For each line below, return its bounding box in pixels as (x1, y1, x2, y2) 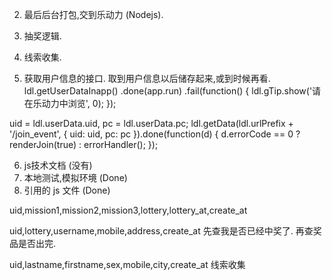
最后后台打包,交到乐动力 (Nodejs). (23, 9, 164, 20)
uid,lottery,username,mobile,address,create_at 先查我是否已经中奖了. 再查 (9, 225, 314, 237)
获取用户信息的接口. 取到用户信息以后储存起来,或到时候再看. (23, 73, 271, 84)
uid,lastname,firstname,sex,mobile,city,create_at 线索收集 (9, 259, 246, 270)
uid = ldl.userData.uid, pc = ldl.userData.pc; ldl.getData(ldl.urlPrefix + (9, 118, 294, 129)
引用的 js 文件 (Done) (23, 184, 111, 196)
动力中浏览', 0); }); (41, 98, 117, 109)
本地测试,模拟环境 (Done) (23, 172, 128, 183)
